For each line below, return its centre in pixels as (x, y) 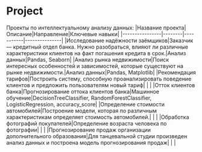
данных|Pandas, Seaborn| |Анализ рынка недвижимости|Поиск (88, 59)
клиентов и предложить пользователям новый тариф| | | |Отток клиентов (101, 85)
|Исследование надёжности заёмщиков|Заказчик (129, 40)
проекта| (175, 28)
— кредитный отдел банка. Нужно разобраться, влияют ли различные (97, 47)
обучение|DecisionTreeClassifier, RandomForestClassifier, (79, 98)
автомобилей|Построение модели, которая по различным (82, 111)
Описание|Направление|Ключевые (52, 34)
